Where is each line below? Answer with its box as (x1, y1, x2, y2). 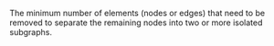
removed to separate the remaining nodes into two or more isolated (9, 17, 263, 28)
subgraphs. (9, 27, 53, 37)
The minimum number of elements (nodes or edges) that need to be (9, 8, 266, 18)
